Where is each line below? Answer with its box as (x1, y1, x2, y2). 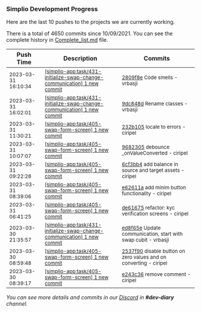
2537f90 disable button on (121, 248, 185, 255)
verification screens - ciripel (121, 210, 188, 217)
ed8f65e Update (121, 225, 161, 232)
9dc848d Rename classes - (121, 101, 188, 107)
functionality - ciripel (121, 190, 172, 197)
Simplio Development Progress (6, 5, 98, 13)
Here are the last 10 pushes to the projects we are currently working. (6, 19, 175, 26)
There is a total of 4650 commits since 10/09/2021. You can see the (6, 30, 173, 37)
